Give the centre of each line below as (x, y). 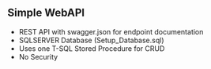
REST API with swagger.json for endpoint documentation (111, 31)
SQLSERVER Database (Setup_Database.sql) (91, 40)
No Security (38, 56)
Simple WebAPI (46, 13)
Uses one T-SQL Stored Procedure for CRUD (92, 48)
